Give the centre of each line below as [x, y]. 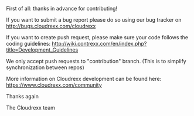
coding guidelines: [28, 44]
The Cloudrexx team [31, 108]
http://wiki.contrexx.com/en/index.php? [99, 44]
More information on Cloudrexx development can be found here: [84, 79]
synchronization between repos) [45, 67]
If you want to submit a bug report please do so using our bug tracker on [94, 20]
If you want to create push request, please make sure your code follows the [97, 37]
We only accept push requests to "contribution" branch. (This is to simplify [96, 61]
